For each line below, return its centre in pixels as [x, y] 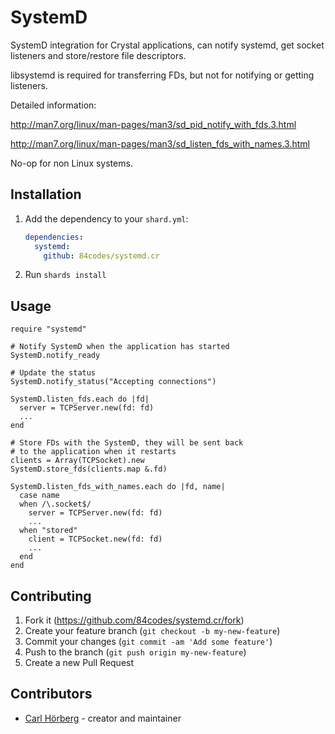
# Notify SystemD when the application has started [120, 347]
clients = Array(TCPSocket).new [77, 461]
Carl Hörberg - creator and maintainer [103, 718]
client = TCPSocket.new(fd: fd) [95, 539]
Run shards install [65, 275]
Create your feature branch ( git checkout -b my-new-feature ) [152, 630]
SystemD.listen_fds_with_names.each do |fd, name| [118, 487]
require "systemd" [48, 329]
